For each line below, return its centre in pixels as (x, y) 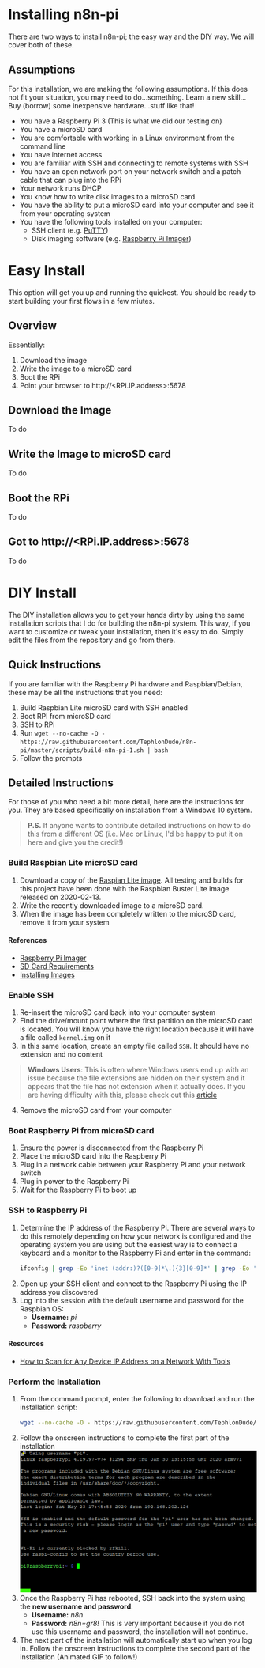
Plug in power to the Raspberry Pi (74, 1182)
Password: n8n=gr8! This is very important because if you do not (138, 1623)
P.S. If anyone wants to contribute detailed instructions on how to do (139, 826)
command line (43, 146)
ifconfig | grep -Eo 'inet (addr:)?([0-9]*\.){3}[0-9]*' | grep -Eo (134, 1268)
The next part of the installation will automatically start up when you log (136, 1640)
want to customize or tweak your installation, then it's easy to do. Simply (126, 631)
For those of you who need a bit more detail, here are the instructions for (126, 802)
